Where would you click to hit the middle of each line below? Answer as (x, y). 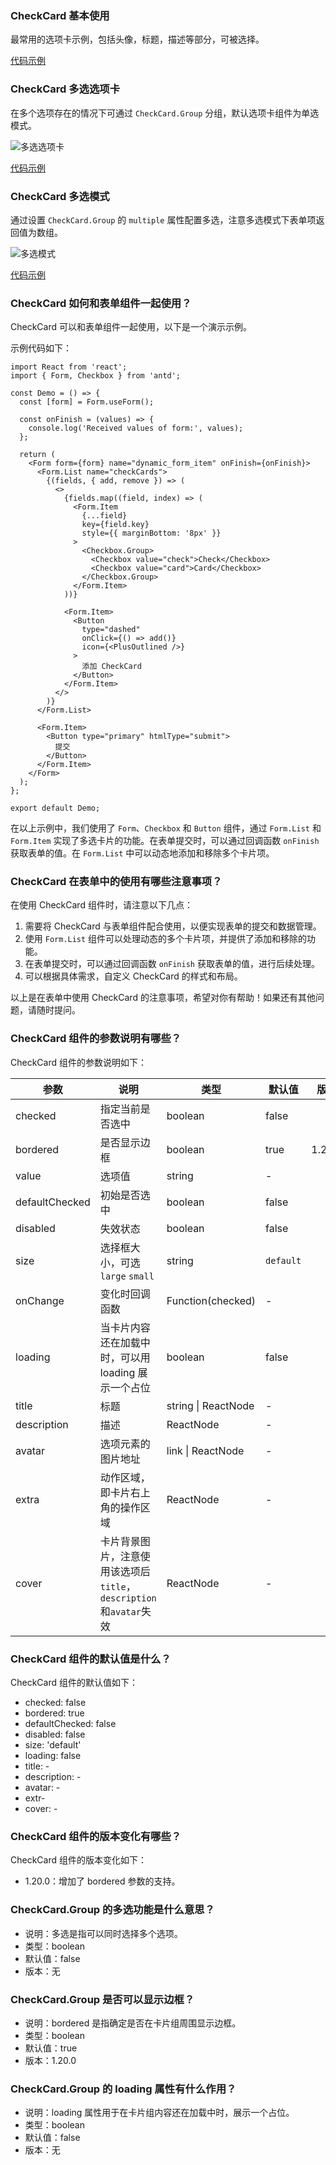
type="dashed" (111, 630)
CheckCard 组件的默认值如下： (74, 1683)
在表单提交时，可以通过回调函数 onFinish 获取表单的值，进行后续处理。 (172, 964)
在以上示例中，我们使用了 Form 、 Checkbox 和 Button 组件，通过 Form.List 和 (166, 828)
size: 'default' (53, 1745)
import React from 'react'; (69, 367)
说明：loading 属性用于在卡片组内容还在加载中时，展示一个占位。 (159, 2113)
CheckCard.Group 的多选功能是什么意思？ (112, 1910)
